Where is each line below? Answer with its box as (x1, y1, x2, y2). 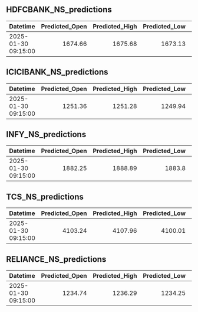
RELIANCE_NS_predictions (6, 254, 107, 264)
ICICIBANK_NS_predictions (6, 67, 108, 77)
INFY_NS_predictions (6, 129, 87, 139)
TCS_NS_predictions (6, 191, 84, 201)
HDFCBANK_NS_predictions (6, 5, 112, 15)
